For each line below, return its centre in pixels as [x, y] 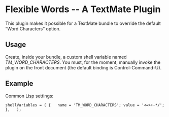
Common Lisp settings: [29, 96]
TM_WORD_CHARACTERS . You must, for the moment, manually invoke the [83, 62]
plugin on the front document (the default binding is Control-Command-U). [83, 67]
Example [19, 84]
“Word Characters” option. [33, 28]
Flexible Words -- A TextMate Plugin [83, 9]
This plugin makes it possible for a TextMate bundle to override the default [83, 23]
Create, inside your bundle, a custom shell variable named [66, 57]
